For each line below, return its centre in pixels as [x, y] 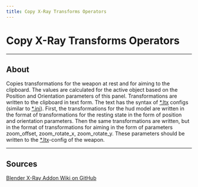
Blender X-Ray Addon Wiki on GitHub [51, 178]
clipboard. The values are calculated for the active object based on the [92, 90]
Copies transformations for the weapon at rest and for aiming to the [88, 84]
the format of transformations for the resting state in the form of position [94, 115]
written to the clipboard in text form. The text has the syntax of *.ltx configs [97, 102]
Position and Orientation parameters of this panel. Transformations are [92, 96]
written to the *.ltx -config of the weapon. [55, 140]
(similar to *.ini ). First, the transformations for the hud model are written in [95, 109]
